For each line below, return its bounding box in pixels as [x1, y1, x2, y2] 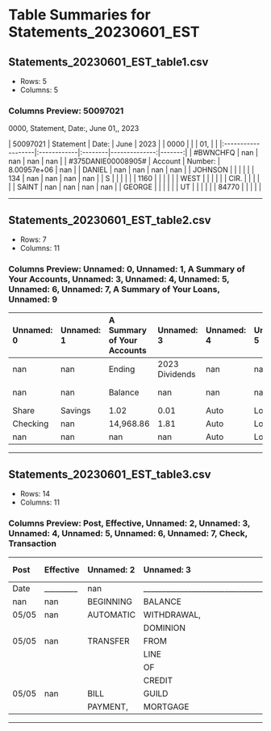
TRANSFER [87, 635, 131, 646]
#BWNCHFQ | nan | [193, 148, 258, 158]
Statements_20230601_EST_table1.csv [8, 55, 209, 69]
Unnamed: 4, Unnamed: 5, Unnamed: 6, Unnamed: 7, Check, [8, 528, 248, 539]
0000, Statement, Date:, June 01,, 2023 [8, 124, 140, 133]
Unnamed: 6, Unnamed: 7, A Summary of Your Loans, [8, 284, 220, 295]
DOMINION [143, 622, 186, 633]
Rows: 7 [19, 235, 47, 244]
